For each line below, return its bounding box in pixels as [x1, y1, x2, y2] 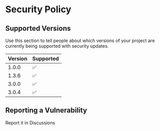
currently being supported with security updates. [5, 43, 109, 49]
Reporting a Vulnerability [5, 106, 87, 115]
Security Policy [5, 4, 72, 15]
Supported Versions [5, 24, 71, 33]
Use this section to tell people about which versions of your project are [5, 37, 155, 43]
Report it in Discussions [5, 119, 55, 126]
